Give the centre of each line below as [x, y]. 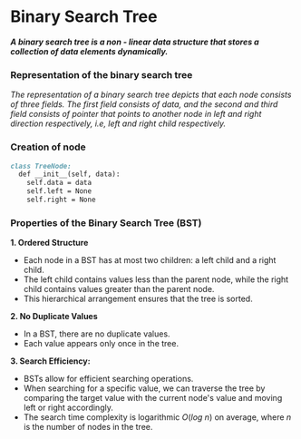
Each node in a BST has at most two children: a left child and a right [150, 260]
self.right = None [61, 200]
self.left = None [59, 191]
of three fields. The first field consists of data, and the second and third [144, 104]
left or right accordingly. [68, 408]
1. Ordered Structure [49, 243]
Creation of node [48, 147]
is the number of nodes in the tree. [88, 427]
